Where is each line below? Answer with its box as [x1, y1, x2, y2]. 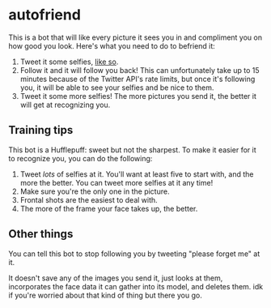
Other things [8, 227, 74, 241]
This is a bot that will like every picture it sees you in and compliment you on [8, 32, 263, 42]
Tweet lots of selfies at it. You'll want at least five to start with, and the [19, 169, 254, 179]
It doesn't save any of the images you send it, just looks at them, [8, 273, 223, 283]
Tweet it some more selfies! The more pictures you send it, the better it [19, 91, 256, 101]
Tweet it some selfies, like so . [19, 57, 119, 66]
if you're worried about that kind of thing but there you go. [8, 290, 202, 300]
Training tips [8, 123, 74, 137]
